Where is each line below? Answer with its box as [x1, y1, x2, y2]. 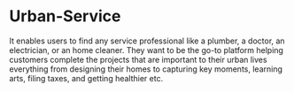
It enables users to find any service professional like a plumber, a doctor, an [9, 35, 285, 46]
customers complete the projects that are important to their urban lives [9, 54, 267, 65]
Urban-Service [9, 6, 121, 27]
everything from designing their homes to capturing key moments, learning [9, 64, 283, 74]
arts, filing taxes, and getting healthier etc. [9, 73, 164, 83]
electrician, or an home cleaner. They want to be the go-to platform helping [9, 44, 283, 55]
